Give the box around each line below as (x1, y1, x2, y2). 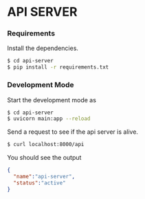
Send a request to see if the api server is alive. (7, 128, 139, 136)
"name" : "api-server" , (13, 173, 76, 180)
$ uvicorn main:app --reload (7, 115, 91, 122)
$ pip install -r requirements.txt (7, 64, 109, 71)
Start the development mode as (7, 95, 96, 104)
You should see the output (7, 154, 82, 162)
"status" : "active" (13, 179, 67, 186)
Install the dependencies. (7, 44, 79, 52)
